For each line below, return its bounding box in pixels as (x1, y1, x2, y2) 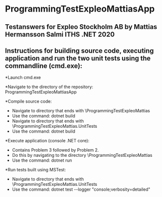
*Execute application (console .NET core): (5, 138, 90, 144)
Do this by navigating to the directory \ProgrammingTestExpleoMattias (12, 152, 153, 158)
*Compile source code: (5, 98, 52, 105)
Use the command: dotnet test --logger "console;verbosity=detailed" (12, 186, 150, 192)
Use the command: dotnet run (12, 157, 72, 163)
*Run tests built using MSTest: (5, 167, 66, 173)
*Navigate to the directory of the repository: (5, 84, 94, 90)
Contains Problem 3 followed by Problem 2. (12, 147, 99, 153)
